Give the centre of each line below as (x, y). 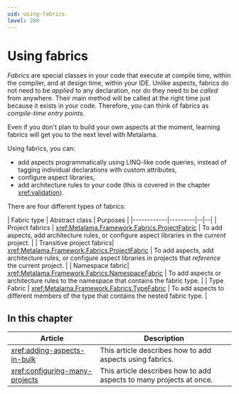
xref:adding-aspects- (48, 351)
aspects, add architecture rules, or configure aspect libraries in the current (117, 235)
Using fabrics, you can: (42, 149)
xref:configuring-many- (52, 371)
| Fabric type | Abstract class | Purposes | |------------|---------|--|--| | (112, 220)
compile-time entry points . (46, 113)
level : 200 (23, 21)
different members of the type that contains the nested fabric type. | (107, 296)
